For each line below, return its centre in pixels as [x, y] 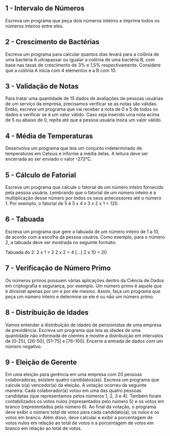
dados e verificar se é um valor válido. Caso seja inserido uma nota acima [82, 115]
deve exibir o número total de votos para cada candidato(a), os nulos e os [82, 412]
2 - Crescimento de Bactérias [53, 42]
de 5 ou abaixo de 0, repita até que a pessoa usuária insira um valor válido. [84, 120]
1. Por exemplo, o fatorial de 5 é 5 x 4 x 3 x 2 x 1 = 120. [62, 204]
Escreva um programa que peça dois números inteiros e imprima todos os [82, 20]
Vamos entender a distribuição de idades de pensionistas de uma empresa [83, 325]
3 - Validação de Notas [42, 87]
